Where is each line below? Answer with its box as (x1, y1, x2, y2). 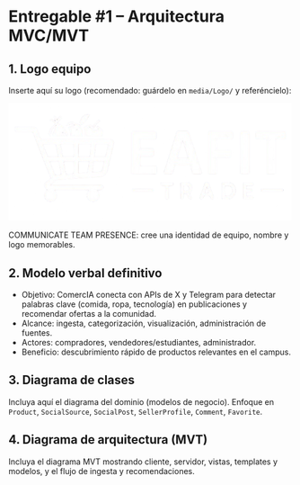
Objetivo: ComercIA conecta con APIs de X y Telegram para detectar (21, 290, 276, 301)
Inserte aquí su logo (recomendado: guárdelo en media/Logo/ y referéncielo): (8, 85, 292, 95)
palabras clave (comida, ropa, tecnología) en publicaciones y (21, 299, 248, 310)
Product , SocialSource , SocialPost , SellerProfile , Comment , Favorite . (8, 406, 263, 417)
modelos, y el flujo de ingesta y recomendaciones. (8, 465, 195, 476)
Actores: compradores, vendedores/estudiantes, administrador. (21, 337, 257, 348)
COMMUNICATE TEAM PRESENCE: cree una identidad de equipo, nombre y (8, 229, 289, 240)
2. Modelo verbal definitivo (8, 265, 163, 281)
